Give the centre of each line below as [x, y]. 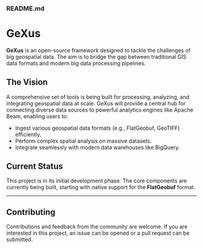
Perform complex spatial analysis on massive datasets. [83, 141]
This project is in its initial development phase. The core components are [97, 181]
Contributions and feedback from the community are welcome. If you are [97, 227]
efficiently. [28, 134]
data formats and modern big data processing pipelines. [76, 63]
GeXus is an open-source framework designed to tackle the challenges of [98, 50]
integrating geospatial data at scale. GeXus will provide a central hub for [96, 103]
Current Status [35, 166]
